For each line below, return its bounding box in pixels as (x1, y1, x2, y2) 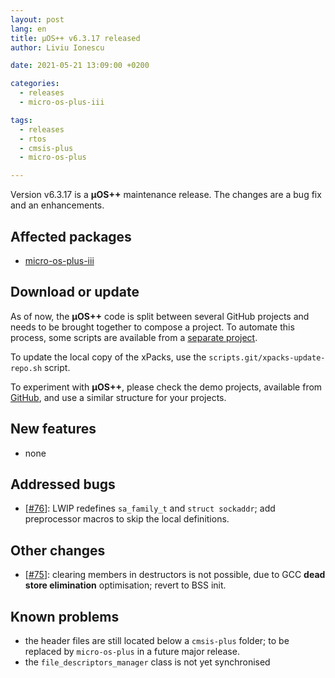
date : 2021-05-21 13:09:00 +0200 (10, 61, 150, 71)
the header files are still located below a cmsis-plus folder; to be (24, 635, 290, 646)
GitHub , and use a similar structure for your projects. (10, 391, 227, 403)
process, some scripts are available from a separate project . (10, 331, 258, 343)
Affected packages (10, 228, 132, 245)
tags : (10, 115, 33, 125)
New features (10, 421, 97, 438)
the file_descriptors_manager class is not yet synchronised (24, 656, 271, 668)
